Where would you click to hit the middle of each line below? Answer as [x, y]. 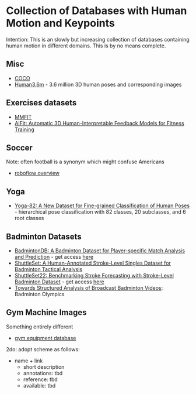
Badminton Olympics [40, 294]
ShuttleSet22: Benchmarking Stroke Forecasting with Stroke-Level [94, 275]
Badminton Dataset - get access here [59, 282]
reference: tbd [41, 379]
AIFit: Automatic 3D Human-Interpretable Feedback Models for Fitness [99, 123]
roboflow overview [37, 173]
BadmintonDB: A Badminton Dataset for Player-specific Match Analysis [100, 251]
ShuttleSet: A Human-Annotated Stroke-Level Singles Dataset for [92, 263]
